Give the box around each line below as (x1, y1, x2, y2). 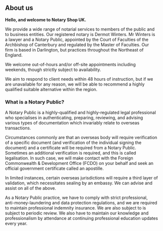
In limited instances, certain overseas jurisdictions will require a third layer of (5, 175, 158, 181)
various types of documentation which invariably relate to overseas (5, 120, 140, 126)
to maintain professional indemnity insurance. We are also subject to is (5, 205, 147, 211)
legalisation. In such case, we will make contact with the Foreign (5, 155, 133, 161)
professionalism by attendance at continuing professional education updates (5, 215, 158, 221)
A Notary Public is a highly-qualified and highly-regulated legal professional (5, 109, 156, 116)
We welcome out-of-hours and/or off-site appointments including (5, 61, 136, 67)
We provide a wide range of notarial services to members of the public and (5, 26, 155, 32)
